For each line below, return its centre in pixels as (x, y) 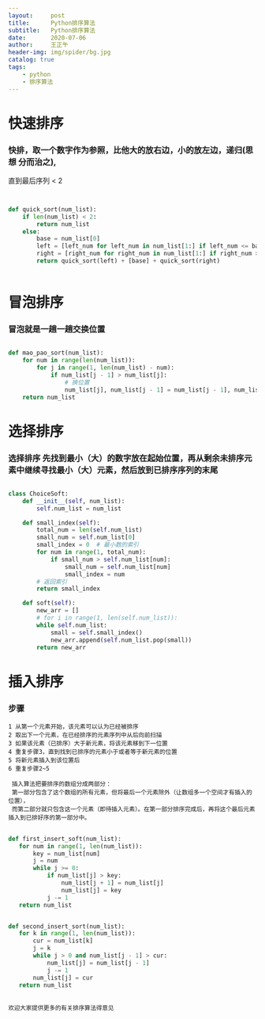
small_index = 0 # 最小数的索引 (88, 545)
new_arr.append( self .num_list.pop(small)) (121, 640)
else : (32, 231)
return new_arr (62, 647)
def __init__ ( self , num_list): (74, 501)
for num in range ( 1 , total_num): (91, 552)
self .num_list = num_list (79, 508)
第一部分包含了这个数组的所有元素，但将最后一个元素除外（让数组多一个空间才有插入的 (132, 792)
